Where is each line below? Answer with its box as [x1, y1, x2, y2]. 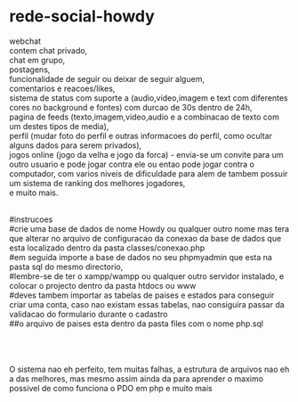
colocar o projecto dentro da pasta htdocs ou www [9, 280, 197, 291]
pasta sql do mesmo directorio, [9, 261, 124, 272]
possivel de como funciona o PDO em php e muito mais [9, 382, 213, 393]
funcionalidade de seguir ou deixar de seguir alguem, [9, 73, 205, 84]
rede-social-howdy [9, 6, 156, 27]
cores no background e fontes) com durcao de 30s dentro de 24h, [9, 102, 253, 112]
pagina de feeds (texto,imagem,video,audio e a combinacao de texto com [9, 111, 280, 122]
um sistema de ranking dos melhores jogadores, [9, 177, 186, 188]
